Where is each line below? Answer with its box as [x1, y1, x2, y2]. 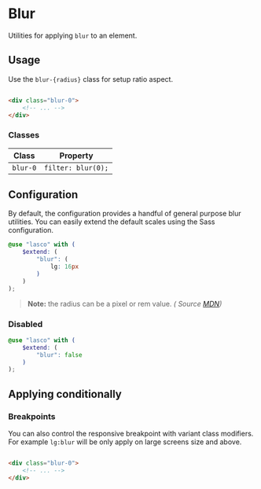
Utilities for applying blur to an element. [8, 31, 138, 40]
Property [59, 150, 94, 161]
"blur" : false [36, 351, 83, 358]
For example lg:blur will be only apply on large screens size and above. [8, 437, 242, 447]
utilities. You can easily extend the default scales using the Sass [8, 217, 215, 226]
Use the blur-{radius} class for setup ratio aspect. [8, 74, 174, 83]
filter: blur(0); [44, 163, 109, 172]
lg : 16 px [50, 263, 79, 271]
